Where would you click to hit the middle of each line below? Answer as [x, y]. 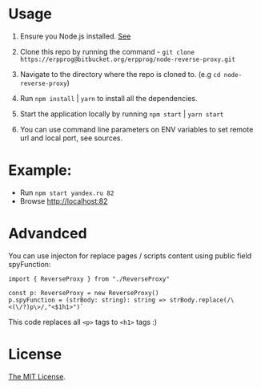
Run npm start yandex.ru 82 [67, 192]
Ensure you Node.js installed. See [75, 36]
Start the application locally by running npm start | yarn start [122, 114]
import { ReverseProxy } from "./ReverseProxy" [89, 279]
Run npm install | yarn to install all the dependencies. [108, 98]
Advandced [48, 234]
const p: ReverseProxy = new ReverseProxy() [84, 293]
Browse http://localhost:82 [64, 201]
